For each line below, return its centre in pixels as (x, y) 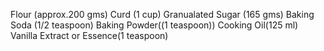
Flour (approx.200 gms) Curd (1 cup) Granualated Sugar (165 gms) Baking (162, 14)
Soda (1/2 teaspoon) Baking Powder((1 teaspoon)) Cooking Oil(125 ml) (154, 25)
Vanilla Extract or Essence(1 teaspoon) (89, 35)
